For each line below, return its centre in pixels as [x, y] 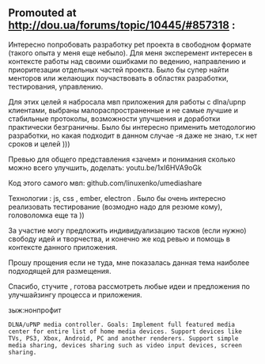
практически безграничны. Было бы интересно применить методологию [132, 127]
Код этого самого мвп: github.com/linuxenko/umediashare [105, 183]
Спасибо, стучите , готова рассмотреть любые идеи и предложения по [129, 286]
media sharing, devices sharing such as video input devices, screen [125, 345]
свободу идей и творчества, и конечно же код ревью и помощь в [119, 239]
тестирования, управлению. [56, 86]
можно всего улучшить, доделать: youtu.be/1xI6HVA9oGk [105, 167]
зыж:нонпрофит [35, 310]
